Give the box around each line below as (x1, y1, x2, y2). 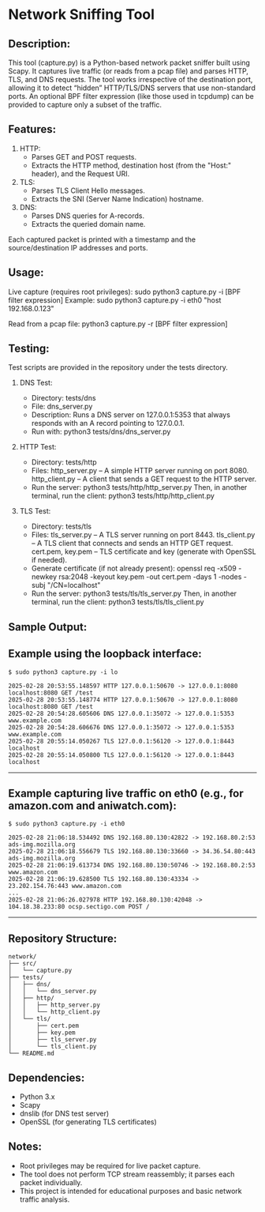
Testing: (8, 342, 50, 356)
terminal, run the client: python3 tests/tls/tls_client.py (31, 597, 204, 607)
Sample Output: (8, 620, 88, 634)
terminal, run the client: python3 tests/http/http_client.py (31, 491, 215, 501)
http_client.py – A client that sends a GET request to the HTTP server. (31, 474, 257, 484)
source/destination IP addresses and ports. (8, 243, 148, 252)
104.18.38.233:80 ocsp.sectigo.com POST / (8, 903, 150, 911)
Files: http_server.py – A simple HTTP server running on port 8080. (31, 466, 249, 476)
